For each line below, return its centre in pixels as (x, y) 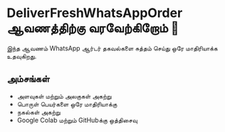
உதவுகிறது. (22, 56)
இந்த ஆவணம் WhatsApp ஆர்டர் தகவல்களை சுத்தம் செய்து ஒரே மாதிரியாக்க (112, 48)
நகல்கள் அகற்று (39, 112)
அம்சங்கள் (28, 79)
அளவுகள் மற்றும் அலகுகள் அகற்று (64, 96)
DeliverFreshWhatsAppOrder (95, 13)
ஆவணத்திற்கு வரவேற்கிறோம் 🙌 (93, 28)
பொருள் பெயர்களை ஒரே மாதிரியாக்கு (67, 104)
